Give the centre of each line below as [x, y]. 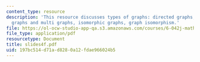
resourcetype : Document [36, 39]
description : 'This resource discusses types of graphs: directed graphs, [101, 17]
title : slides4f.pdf [32, 45]
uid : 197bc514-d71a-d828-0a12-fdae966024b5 [61, 50]
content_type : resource [36, 12]
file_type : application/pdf [41, 34]
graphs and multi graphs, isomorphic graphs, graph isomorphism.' [96, 22]
